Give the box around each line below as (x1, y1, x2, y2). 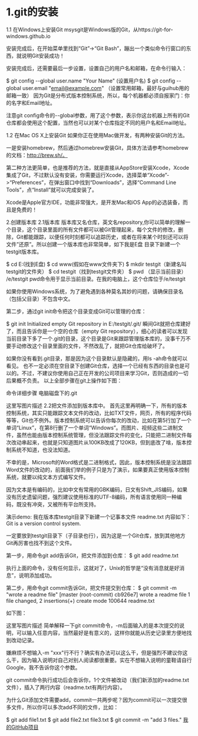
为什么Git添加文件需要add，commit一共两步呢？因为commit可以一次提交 (6, 696, 183, 703)
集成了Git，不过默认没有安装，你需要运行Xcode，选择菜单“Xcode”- (6, 171, 170, 179)
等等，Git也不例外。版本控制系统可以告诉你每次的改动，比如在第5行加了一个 (6, 417, 192, 424)
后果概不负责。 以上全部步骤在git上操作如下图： (6, 377, 123, 384)
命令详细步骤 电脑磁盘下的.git (6, 390, 78, 397)
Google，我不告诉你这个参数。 (6, 664, 81, 671)
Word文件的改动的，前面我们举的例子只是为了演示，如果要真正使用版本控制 (6, 466, 190, 473)
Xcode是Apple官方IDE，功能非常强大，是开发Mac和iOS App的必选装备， (6, 199, 183, 206)
